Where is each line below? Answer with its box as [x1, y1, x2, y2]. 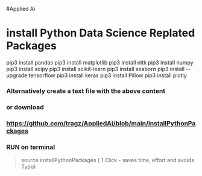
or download [6, 102, 44, 111]
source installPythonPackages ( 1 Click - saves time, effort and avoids [21, 157, 195, 163]
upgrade [6, 72, 28, 79]
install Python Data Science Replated [6, 27, 195, 40]
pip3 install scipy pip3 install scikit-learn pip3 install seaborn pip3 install [6, 65, 185, 72]
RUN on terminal [6, 143, 55, 151]
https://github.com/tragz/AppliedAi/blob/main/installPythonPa [6, 119, 196, 127]
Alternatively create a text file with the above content [6, 87, 166, 95]
